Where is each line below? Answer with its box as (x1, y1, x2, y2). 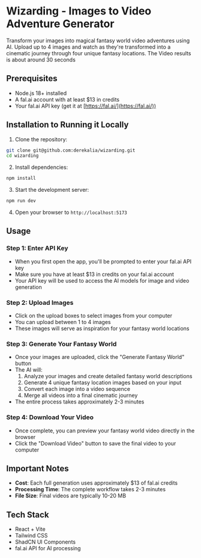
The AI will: (14, 366, 43, 373)
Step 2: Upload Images (6, 298, 74, 307)
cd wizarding (6, 153, 39, 159)
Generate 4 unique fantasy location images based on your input (23, 379, 182, 386)
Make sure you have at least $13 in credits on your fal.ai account (14, 271, 174, 278)
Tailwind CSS (14, 532, 48, 539)
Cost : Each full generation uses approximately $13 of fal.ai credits (14, 479, 178, 486)
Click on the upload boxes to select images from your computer (14, 312, 173, 319)
